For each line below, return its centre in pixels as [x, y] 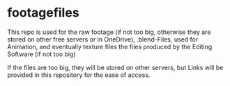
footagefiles [43, 13]
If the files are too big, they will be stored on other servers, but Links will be [115, 67]
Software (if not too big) [41, 54]
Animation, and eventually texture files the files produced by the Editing [110, 46]
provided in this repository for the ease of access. [79, 75]
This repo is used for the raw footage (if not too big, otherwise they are [109, 32]
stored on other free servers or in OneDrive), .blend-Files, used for [103, 39]
